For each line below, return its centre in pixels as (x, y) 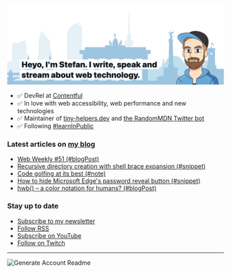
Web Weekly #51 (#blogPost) (58, 159)
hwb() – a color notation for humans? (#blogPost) (87, 188)
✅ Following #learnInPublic (55, 126)
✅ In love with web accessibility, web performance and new (102, 104)
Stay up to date (33, 206)
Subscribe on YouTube (49, 235)
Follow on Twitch (41, 243)
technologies (35, 111)
